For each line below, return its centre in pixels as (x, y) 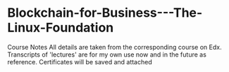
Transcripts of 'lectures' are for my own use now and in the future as (107, 55)
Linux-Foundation (61, 28)
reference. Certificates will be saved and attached (80, 62)
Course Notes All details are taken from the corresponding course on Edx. (114, 47)
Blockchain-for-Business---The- (105, 13)
